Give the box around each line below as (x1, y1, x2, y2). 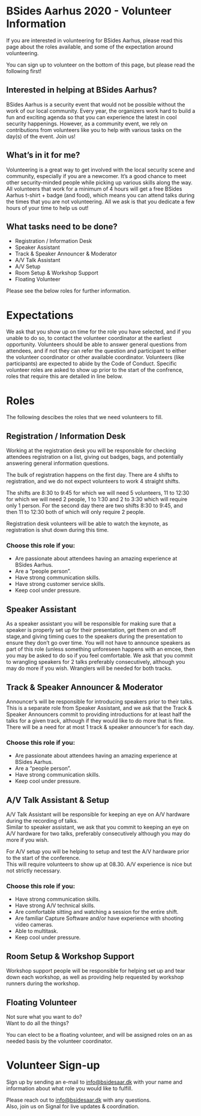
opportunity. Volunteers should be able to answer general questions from (6, 341, 187, 348)
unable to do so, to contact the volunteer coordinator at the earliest (6, 335, 172, 342)
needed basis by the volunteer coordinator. (6, 1037, 113, 1045)
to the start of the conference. (6, 855, 81, 862)
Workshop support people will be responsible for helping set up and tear (6, 967, 185, 974)
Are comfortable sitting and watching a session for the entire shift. (14, 909, 179, 916)
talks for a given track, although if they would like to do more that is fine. (6, 717, 185, 724)
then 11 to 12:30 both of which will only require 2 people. (6, 509, 145, 516)
